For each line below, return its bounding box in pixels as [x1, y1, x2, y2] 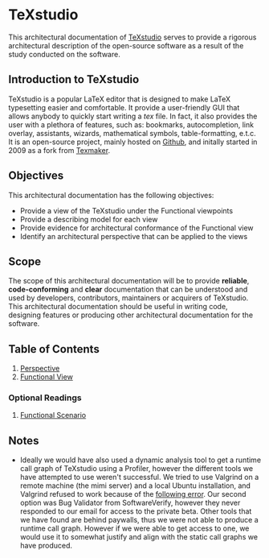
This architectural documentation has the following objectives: [8, 190, 214, 200]
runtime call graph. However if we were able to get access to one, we [19, 523, 250, 533]
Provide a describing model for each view [19, 214, 158, 224]
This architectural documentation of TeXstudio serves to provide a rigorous [8, 32, 257, 42]
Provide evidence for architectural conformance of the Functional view [19, 223, 255, 233]
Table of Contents [8, 342, 100, 356]
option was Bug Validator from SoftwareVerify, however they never [19, 498, 241, 508]
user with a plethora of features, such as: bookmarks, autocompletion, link [8, 119, 255, 130]
